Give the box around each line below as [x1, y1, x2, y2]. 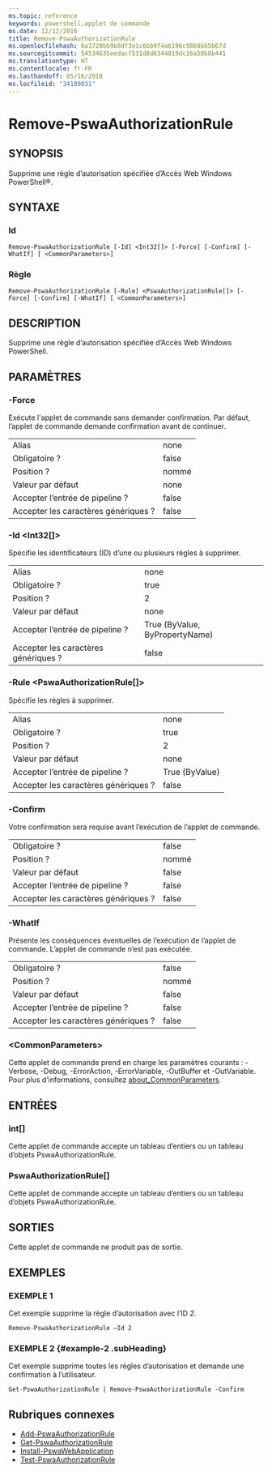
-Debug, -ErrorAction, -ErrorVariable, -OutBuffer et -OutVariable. [40, 1067, 257, 1076]
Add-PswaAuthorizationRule [19, 1429, 115, 1439]
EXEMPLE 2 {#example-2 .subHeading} [8, 1342, 168, 1354]
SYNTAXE [8, 200, 61, 214]
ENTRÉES [8, 1098, 57, 1112]
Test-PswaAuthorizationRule [19, 1455, 116, 1465]
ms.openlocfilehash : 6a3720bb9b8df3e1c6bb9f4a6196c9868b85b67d [8, 42, 227, 50]
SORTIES [8, 1221, 55, 1235]
